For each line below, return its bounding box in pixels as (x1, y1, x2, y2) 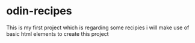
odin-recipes (6, 4, 72, 18)
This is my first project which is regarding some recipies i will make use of (6, 24, 190, 31)
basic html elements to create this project (6, 30, 110, 37)
